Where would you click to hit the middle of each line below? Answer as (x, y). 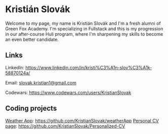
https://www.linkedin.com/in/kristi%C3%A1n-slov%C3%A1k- (89, 67)
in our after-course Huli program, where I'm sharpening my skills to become (84, 34)
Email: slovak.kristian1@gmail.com (41, 82)
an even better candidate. (32, 39)
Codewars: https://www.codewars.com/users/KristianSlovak (68, 93)
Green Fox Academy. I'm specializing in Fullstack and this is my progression (84, 28)
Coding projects (31, 108)
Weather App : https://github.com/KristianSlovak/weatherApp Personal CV (82, 120)
